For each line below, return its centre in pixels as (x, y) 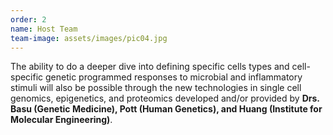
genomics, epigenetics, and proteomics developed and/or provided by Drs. (165, 98)
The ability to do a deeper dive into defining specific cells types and (150, 67)
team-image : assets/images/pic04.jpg (89, 38)
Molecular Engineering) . (61, 120)
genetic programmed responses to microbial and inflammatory (174, 77)
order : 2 (28, 19)
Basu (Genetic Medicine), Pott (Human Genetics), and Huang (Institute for (166, 109)
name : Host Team (44, 29)
